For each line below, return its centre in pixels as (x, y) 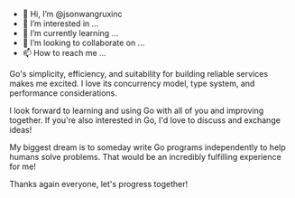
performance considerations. (63, 93)
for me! (23, 166)
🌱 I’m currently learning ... (70, 33)
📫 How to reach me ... (64, 53)
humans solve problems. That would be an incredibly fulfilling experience (145, 157)
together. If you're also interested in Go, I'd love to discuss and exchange (145, 120)
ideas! (21, 130)
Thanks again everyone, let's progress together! (98, 184)
